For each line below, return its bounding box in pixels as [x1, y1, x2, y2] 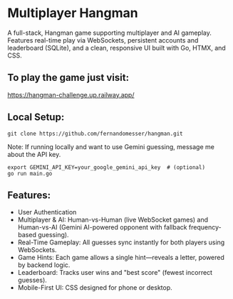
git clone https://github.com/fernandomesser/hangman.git [7, 130, 183, 137]
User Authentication [17, 208, 77, 217]
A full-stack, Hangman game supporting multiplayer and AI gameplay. [7, 28, 212, 37]
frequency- [188, 223, 222, 232]
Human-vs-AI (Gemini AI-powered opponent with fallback [17, 223, 187, 232]
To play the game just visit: [7, 72, 130, 84]
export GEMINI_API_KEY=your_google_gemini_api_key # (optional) [7, 163, 205, 171]
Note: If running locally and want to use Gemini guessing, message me [7, 142, 215, 151]
